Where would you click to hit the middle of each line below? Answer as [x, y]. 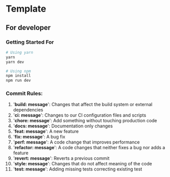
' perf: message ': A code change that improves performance [76, 142]
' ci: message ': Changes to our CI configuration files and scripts [80, 115]
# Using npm [18, 71]
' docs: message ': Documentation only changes [63, 126]
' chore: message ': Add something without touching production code [85, 121]
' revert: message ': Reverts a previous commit [61, 158]
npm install [18, 76]
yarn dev [15, 62]
